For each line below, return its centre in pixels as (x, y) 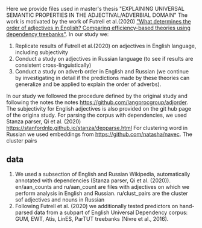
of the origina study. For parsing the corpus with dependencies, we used (96, 115)
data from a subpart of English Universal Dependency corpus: (111, 212)
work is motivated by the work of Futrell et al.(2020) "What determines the (99, 21)
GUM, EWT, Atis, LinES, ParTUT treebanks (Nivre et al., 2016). (92, 218)
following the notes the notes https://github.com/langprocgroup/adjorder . (97, 102)
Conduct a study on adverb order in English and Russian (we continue (102, 71)
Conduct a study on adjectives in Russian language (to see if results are (104, 59)
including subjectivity (41, 52)
